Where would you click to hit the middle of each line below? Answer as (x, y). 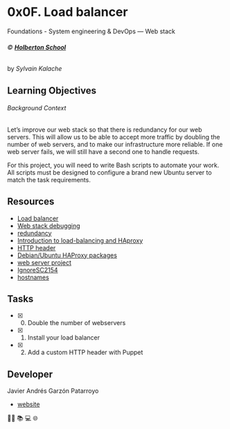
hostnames (33, 277)
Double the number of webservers (77, 323)
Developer (30, 374)
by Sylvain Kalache (35, 69)
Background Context (37, 108)
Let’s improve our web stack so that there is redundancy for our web (105, 130)
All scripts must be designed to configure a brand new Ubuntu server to (110, 172)
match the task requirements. (49, 180)
